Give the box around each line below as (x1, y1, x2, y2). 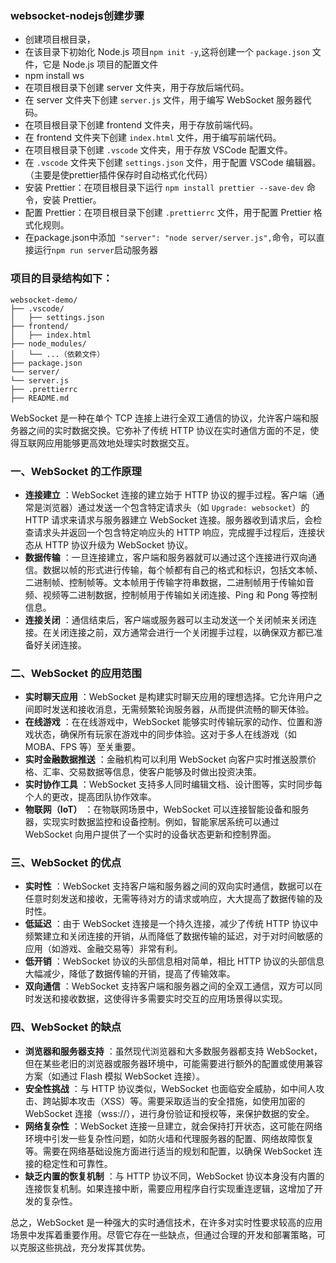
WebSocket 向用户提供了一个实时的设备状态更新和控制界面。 (24, 828, 277, 841)
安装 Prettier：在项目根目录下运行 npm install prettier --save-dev (24, 182, 305, 194)
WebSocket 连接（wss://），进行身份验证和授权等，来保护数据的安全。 (24, 1107, 315, 1119)
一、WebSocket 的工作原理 (10, 464, 142, 478)
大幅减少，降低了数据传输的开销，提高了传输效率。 (24, 968, 236, 980)
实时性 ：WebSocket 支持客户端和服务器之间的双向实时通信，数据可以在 (24, 880, 323, 892)
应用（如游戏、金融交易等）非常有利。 (24, 943, 183, 955)
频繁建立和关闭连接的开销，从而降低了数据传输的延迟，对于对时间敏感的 (24, 930, 323, 942)
